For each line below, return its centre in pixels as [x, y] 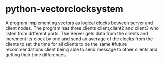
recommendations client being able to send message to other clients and [81, 49]
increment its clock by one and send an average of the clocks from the [79, 39]
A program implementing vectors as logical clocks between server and [79, 23]
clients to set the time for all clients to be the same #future [66, 44]
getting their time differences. [36, 55]
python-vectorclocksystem [64, 9]
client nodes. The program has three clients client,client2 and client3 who [82, 28]
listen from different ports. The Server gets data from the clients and [77, 33]
